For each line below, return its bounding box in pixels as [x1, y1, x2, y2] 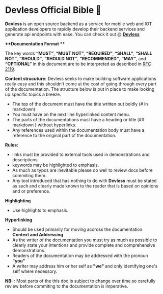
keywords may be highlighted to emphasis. [12, 162, 99, 168]
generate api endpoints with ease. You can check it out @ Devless [5, 31, 140, 37]
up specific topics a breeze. [5, 91, 61, 97]
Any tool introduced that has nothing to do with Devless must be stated [12, 178, 157, 184]
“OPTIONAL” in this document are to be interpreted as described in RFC [5, 61, 151, 67]
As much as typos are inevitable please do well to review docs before [12, 167, 153, 173]
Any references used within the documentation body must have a [12, 127, 145, 133]
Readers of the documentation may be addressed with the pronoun [12, 253, 148, 258]
